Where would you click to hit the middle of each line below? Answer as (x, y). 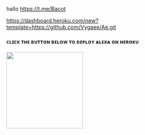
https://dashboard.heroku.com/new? (53, 20)
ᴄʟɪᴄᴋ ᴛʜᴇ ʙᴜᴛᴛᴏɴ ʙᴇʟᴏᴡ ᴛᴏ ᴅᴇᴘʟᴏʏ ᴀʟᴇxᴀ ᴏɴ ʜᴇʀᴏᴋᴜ (73, 42)
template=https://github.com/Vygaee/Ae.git (61, 27)
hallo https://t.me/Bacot (36, 9)
